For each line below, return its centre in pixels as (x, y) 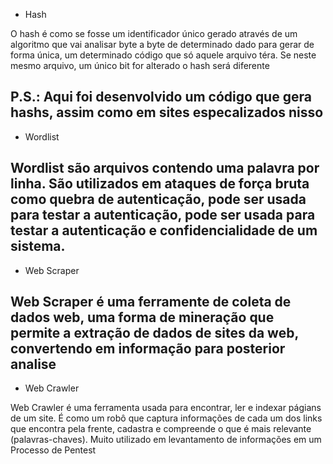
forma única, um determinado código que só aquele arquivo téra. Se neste (163, 55)
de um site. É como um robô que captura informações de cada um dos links (166, 418)
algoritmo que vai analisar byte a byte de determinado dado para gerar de (162, 44)
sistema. (38, 246)
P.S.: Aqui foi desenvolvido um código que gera (161, 97)
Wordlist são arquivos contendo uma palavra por (165, 168)
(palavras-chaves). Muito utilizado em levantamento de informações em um (166, 440)
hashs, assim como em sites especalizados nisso (167, 112)
